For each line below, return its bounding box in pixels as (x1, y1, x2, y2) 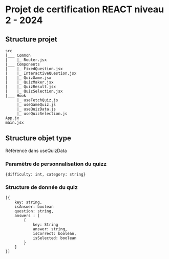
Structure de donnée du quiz (5, 184, 78, 191)
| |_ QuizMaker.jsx (5, 80, 54, 85)
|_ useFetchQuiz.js (16, 98, 58, 103)
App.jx (5, 116, 19, 121)
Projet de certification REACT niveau (5, 4, 164, 15)
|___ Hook (5, 93, 27, 98)
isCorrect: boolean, (32, 231, 77, 236)
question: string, (14, 209, 54, 214)
